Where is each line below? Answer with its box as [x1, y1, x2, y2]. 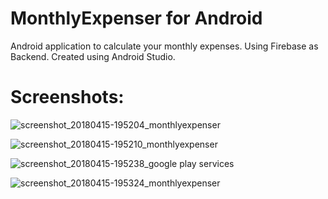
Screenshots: [10, 86, 125, 109]
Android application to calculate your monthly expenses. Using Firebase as [10, 40, 319, 52]
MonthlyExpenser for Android [10, 7, 263, 30]
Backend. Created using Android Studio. [10, 50, 176, 62]
